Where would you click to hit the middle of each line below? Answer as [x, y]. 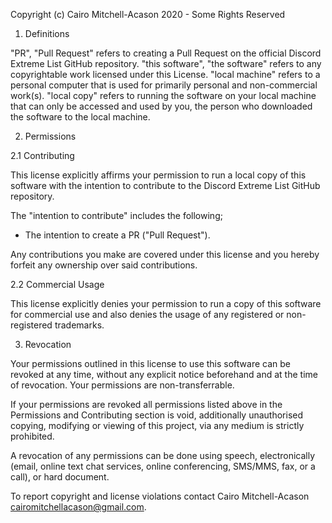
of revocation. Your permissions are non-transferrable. [122, 385]
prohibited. [32, 436]
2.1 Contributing [42, 155]
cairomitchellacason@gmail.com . [78, 507]
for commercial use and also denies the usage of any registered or [147, 314]
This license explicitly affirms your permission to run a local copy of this [158, 175]
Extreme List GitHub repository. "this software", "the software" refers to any [166, 63]
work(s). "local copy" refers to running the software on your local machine [163, 95]
